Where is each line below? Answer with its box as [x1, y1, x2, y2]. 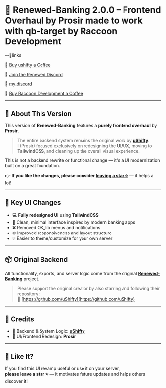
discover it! [5, 378, 28, 384]
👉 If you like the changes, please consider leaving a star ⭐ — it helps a [5, 172, 154, 178]
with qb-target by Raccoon [5, 26, 118, 37]
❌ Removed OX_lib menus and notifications [12, 224, 101, 230]
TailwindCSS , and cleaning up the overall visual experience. [17, 148, 140, 154]
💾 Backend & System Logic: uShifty [12, 328, 85, 334]
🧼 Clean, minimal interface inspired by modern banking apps [12, 219, 136, 225]
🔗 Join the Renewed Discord [5, 71, 63, 77]
